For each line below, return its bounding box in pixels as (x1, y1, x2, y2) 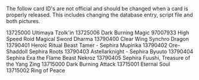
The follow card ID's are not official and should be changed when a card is (6, 5, 188, 12)
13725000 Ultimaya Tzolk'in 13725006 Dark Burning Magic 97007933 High (6, 29, 189, 36)
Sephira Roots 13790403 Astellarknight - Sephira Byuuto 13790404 (29, 48, 194, 55)
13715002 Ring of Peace (6, 67, 65, 73)
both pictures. (6, 18, 40, 24)
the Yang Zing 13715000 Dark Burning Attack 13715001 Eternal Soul (6, 60, 170, 68)
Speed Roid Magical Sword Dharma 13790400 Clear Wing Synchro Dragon (6, 36, 189, 42)
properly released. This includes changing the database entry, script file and (6, 11, 193, 18)
